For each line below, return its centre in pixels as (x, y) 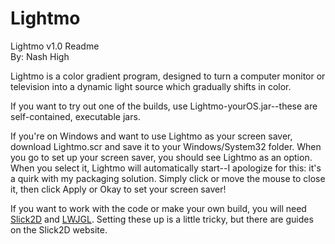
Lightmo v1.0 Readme (55, 46)
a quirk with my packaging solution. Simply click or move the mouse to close (168, 178)
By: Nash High (40, 56)
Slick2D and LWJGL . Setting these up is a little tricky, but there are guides (162, 219)
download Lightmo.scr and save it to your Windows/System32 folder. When (166, 146)
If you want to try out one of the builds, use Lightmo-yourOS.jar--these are (164, 106)
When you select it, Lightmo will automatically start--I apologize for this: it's (166, 168)
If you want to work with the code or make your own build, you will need (158, 208)
